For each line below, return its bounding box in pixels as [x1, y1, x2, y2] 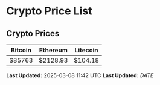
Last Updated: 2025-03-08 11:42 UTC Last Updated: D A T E [6, 72, 154, 79]
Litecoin [74, 46, 98, 54]
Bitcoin [10, 46, 32, 54]
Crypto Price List [6, 4, 92, 18]
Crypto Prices [6, 28, 60, 39]
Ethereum [39, 46, 68, 54]
